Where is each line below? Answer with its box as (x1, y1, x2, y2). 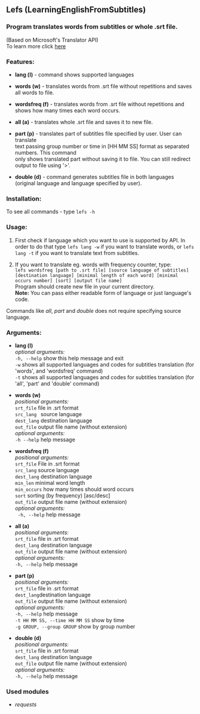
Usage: (6, 223, 28, 232)
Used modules (6, 687, 49, 695)
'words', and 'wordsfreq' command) (14, 367, 103, 374)
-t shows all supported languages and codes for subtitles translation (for (14, 373, 195, 381)
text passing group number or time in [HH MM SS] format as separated (14, 143, 190, 150)
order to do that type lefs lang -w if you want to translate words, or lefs (14, 243, 194, 250)
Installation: (6, 194, 42, 202)
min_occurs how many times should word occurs (14, 485, 134, 493)
